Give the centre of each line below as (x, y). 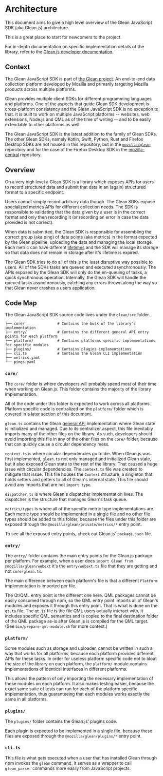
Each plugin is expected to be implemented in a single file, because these (79, 731)
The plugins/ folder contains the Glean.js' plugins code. (61, 721)
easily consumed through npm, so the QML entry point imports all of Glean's (82, 600)
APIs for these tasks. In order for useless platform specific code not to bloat (81, 659)
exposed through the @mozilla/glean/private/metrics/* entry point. (73, 524)
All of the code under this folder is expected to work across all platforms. (78, 404)
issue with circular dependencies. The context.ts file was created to (74, 469)
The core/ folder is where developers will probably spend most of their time (81, 384)
